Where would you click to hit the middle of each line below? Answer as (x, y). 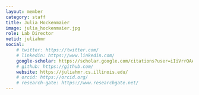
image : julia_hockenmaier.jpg (43, 28)
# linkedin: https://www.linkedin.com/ (66, 55)
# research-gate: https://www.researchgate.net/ (78, 83)
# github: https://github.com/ (55, 66)
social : (15, 45)
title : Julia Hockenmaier (37, 22)
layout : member (24, 12)
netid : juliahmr (26, 39)
